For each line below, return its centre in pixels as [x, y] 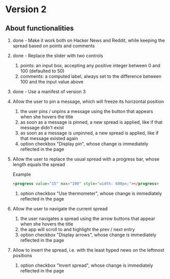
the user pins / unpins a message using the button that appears [87, 111]
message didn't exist [42, 128]
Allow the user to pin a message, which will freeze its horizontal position [88, 101]
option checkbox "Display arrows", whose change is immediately [88, 235]
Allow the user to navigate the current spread [60, 208]
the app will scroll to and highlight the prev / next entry [77, 229]
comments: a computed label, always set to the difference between [91, 76]
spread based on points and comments [54, 46]
